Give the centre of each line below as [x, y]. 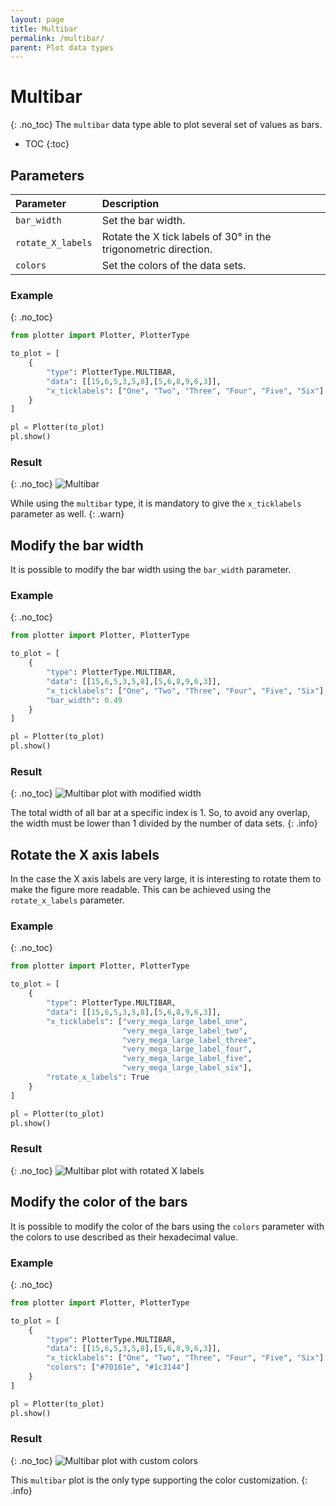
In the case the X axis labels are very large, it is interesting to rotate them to [166, 879]
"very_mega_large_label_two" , [184, 1031]
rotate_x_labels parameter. [67, 900]
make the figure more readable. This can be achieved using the [141, 890]
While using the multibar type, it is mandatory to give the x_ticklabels [156, 503]
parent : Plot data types [62, 47]
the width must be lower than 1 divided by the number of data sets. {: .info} [164, 823]
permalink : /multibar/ [57, 38]
